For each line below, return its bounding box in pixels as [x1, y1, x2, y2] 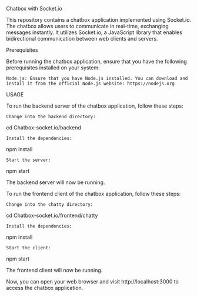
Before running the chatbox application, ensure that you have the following [6, 58, 187, 65]
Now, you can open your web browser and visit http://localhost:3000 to [6, 278, 179, 285]
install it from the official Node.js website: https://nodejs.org [6, 81, 175, 86]
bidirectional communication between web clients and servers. [6, 35, 158, 42]
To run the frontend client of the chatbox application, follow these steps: [6, 191, 181, 197]
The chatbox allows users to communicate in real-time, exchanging [6, 23, 169, 29]
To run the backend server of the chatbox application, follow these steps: [6, 102, 183, 109]
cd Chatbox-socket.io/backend [6, 124, 81, 131]
